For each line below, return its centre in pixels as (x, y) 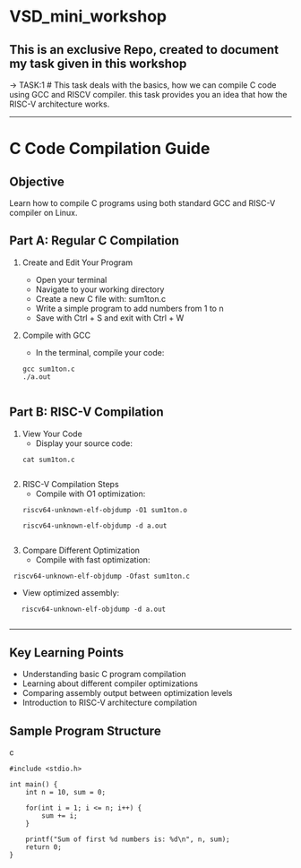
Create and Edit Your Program (77, 262)
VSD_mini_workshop (88, 17)
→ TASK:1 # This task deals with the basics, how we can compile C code (143, 85)
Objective (37, 181)
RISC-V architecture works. (60, 104)
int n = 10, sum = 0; (65, 793)
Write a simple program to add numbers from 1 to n (129, 308)
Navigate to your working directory (100, 289)
